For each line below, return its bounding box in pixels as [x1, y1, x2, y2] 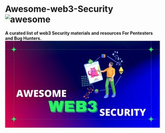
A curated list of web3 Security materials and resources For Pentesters [5, 30, 153, 36]
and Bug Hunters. [5, 35, 42, 41]
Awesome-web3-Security [5, 3, 113, 15]
